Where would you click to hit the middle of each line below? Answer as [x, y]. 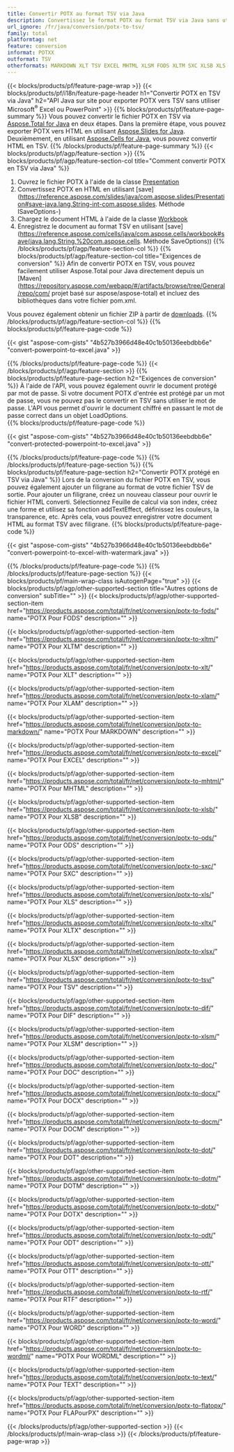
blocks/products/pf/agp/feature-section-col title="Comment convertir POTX [117, 161]
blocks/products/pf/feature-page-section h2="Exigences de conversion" [112, 379]
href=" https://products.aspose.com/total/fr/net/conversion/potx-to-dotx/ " [113, 1207]
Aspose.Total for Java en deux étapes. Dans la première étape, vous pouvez [117, 124]
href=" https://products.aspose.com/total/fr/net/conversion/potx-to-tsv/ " [111, 980]
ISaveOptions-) [39, 212]
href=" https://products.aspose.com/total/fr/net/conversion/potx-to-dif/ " [110, 1008]
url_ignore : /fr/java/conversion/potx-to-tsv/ [76, 27]
